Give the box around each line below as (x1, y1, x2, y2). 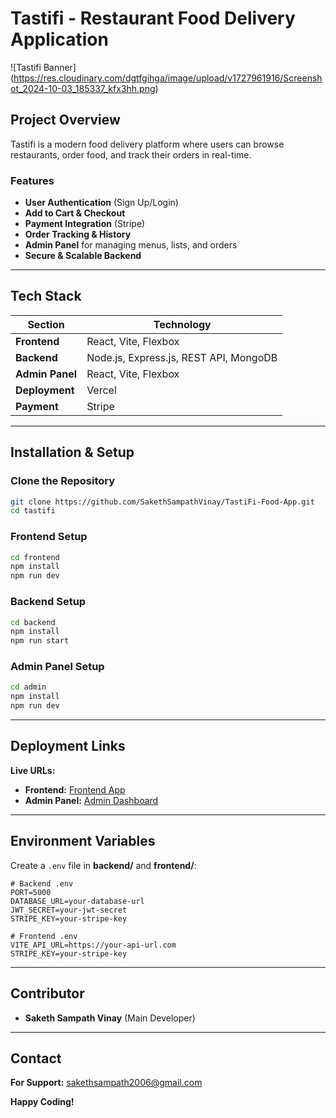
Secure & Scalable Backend (24, 250, 142, 262)
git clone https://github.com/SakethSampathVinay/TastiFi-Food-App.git (10, 497, 315, 507)
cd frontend (10, 552, 60, 562)
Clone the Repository (10, 474, 116, 488)
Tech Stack (10, 288, 82, 305)
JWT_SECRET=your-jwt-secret (10, 905, 128, 915)
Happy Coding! (10, 1096, 75, 1108)
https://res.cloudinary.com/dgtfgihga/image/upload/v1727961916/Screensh (13, 72, 323, 84)
